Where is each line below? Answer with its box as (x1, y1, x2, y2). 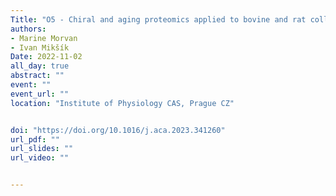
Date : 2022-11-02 (10, 52, 83, 62)
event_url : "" (10, 89, 70, 99)
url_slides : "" (10, 144, 74, 154)
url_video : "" (10, 153, 70, 163)
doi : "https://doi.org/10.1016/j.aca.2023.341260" (10, 125, 226, 135)
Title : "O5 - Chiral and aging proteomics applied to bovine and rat (10, 14, 307, 25)
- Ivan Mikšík (10, 42, 70, 53)
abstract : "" (10, 71, 65, 81)
